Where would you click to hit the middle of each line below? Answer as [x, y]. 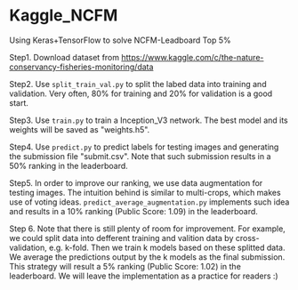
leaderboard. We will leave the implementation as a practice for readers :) [144, 276]
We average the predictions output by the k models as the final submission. [147, 257]
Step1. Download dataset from [64, 57]
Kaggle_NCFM [64, 16]
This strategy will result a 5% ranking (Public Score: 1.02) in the [125, 266]
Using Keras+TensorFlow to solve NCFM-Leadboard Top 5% [120, 40]
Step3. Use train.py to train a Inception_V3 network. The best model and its [149, 120]
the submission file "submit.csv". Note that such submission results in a [140, 156]
